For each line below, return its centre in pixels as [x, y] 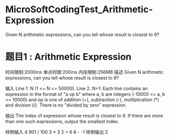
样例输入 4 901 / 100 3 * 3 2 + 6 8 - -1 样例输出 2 [57, 132]
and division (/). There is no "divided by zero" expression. [66, 105]
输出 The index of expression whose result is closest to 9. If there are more [84, 115]
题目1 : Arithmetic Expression [68, 57]
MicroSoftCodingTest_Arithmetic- [79, 9]
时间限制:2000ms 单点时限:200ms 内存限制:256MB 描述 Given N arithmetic [84, 72]
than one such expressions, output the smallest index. [62, 121]
